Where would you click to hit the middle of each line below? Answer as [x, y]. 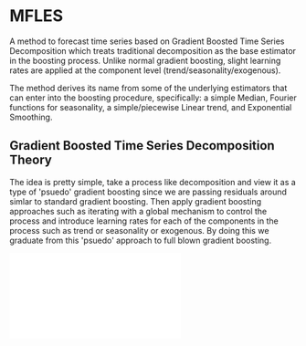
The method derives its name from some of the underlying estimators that [148, 88]
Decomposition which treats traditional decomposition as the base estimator [153, 50]
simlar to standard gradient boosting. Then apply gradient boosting [136, 201]
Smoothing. [31, 117]
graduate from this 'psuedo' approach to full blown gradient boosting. [141, 240]
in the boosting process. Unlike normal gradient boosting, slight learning [145, 60]
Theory [31, 160]
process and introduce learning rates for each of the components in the [144, 221]
